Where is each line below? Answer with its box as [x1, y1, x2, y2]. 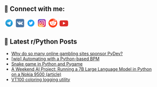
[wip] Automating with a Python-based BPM [11, 56, 100, 62]
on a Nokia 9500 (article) [11, 71, 61, 77]
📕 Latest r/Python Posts [4, 38, 78, 46]
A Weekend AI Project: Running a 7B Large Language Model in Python [11, 66, 152, 72]
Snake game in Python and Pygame [11, 61, 83, 66]
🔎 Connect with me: [4, 5, 65, 13]
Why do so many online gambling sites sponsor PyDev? [11, 50, 123, 56]
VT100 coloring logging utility [11, 76, 71, 82]
